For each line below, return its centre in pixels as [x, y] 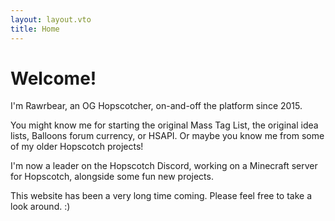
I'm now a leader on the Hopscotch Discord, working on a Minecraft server [164, 166]
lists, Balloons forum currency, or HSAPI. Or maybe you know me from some [167, 136]
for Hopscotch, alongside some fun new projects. [112, 177]
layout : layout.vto [51, 19]
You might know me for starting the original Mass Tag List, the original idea [164, 125]
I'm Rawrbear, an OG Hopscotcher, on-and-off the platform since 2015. [156, 106]
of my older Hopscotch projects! [77, 147]
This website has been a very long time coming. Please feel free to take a [161, 196]
